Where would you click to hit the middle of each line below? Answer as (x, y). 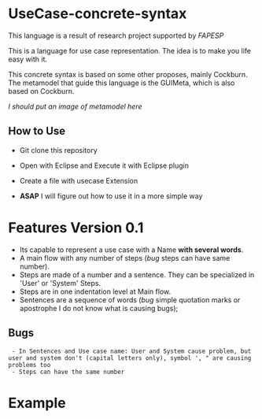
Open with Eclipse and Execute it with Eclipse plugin (104, 165)
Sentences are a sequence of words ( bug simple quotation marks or (130, 299)
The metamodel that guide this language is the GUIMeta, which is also (122, 83)
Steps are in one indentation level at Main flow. (95, 291)
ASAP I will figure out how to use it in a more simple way (111, 196)
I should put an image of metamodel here (76, 106)
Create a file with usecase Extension (79, 180)
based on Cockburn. (41, 91)
